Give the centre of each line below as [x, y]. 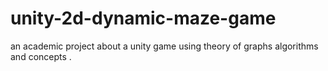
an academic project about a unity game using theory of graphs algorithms [164, 46]
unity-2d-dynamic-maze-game [143, 18]
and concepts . [41, 56]
